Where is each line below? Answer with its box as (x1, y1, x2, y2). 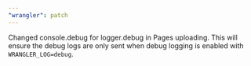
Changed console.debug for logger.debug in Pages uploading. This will (8, 33, 238, 42)
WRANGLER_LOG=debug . (8, 49, 74, 58)
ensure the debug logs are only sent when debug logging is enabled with (8, 40, 244, 50)
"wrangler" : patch (8, 11, 68, 19)
